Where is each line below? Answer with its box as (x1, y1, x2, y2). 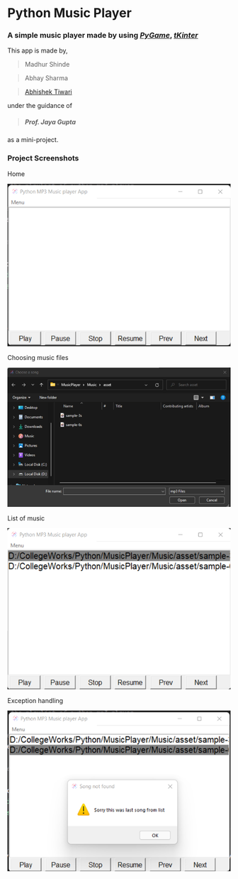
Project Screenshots (7, 153, 79, 163)
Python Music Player (7, 5, 132, 21)
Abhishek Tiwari (24, 87, 72, 97)
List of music (7, 514, 45, 523)
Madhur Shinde (24, 60, 70, 69)
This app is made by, (7, 46, 69, 55)
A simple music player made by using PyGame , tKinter (7, 31, 198, 40)
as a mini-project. (7, 136, 59, 144)
